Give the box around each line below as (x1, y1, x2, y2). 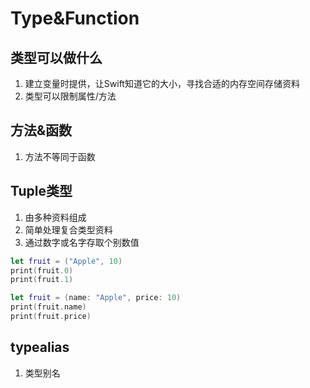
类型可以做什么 (10, 49, 103, 66)
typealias (10, 339, 70, 356)
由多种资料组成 (24, 211, 87, 223)
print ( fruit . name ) (10, 302, 87, 312)
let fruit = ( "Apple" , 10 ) (10, 256, 123, 266)
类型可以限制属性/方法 (24, 90, 117, 102)
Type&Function (10, 7, 140, 30)
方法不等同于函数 (24, 150, 96, 162)
